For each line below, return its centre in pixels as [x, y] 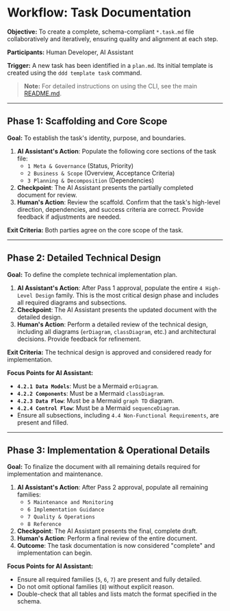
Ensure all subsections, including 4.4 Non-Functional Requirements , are [118, 415]
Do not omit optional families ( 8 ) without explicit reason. [95, 587]
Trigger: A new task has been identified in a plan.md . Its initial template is [110, 65]
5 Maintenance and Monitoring [71, 503]
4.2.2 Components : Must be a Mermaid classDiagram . [91, 393]
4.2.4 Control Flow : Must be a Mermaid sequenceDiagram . [98, 408]
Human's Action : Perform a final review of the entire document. [107, 538]
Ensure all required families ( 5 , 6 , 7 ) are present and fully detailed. [109, 579]
